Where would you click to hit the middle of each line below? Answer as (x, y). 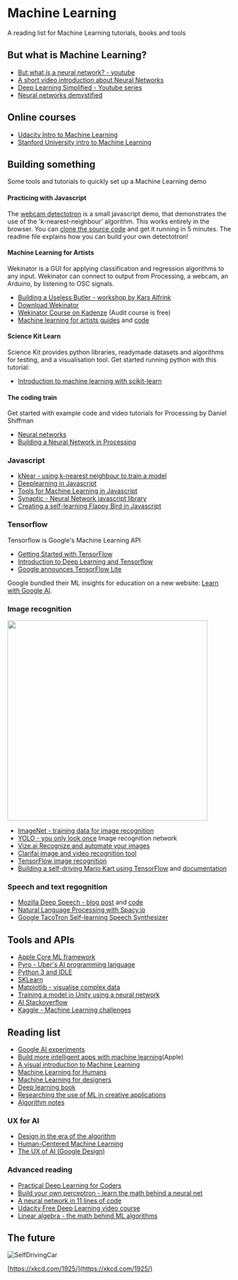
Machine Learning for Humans (62, 1072)
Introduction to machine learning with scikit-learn (90, 381)
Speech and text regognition (58, 887)
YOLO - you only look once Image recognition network (97, 838)
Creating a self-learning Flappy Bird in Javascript (89, 506)
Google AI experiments (51, 1049)
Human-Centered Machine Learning (70, 1144)
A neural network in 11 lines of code (70, 1200)
